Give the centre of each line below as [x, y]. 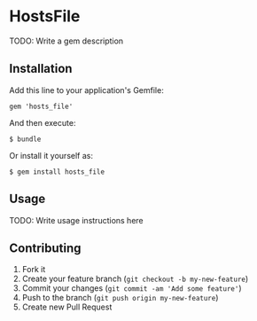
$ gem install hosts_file [57, 172]
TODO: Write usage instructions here [76, 220]
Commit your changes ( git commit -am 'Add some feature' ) [132, 288]
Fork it [34, 270]
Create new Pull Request [67, 307]
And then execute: [43, 122]
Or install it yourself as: [51, 155]
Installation [41, 69]
